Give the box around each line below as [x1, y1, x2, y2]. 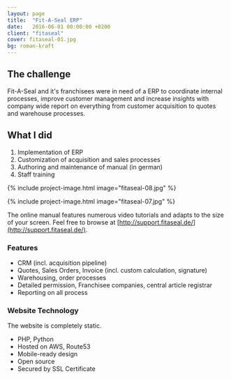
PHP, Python [17, 335, 54, 344]
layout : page [7, 10, 45, 17]
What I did [7, 130, 52, 142]
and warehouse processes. [7, 109, 86, 117]
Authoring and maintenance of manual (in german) [17, 162, 163, 171]
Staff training [17, 170, 55, 178]
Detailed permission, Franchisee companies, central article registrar [17, 280, 213, 289]
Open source [17, 357, 55, 366]
